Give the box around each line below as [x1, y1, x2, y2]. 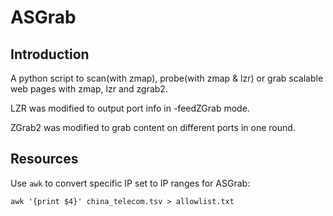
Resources [10, 151, 79, 168]
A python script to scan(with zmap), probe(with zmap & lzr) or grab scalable [10, 72, 324, 84]
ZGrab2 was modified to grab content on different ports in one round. [10, 122, 296, 133]
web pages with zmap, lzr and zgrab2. [10, 83, 168, 95]
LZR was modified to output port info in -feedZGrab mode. [10, 102, 250, 114]
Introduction [10, 46, 90, 63]
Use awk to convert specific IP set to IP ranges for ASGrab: [10, 177, 251, 189]
